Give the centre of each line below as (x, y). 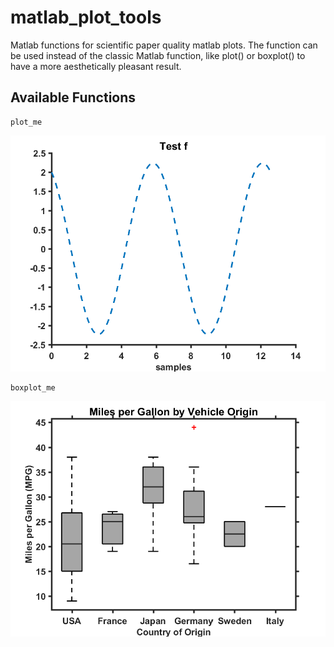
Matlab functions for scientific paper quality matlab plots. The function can (164, 45)
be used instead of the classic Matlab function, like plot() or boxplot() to (158, 55)
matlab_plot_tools (86, 17)
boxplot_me (33, 387)
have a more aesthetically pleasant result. (96, 66)
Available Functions (73, 97)
